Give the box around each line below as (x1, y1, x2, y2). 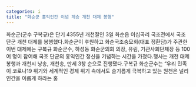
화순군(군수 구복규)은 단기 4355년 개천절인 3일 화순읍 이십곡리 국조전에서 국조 (6, 30, 186, 38)
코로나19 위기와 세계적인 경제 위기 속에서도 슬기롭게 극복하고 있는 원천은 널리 (12, 67, 189, 74)
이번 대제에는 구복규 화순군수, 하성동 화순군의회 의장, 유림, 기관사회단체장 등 (6, 45, 181, 53)
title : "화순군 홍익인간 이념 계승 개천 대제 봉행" (6, 14, 115, 20)
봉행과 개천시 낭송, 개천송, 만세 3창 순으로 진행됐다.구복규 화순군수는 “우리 (6, 60, 177, 67)
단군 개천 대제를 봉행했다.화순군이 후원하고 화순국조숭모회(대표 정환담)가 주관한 (6, 38, 188, 45)
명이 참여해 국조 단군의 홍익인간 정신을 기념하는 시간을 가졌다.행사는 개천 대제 (12, 53, 190, 60)
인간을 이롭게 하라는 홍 (6, 74, 58, 82)
